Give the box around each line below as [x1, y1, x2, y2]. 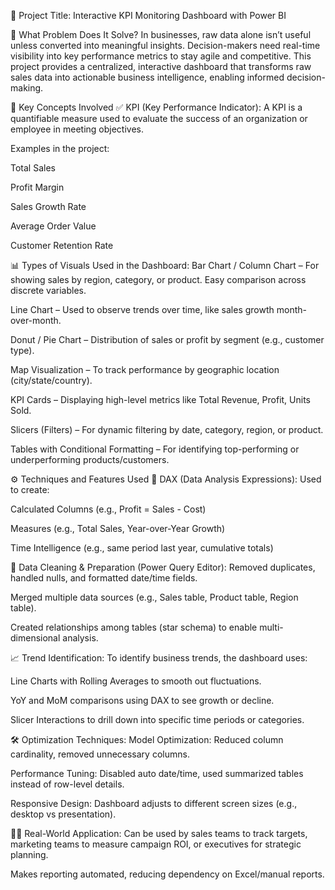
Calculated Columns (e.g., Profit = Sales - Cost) [10, 503, 207, 515]
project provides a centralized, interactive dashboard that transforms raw [10, 61, 312, 72]
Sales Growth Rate [10, 201, 87, 212]
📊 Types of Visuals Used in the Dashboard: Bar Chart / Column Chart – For [10, 260, 320, 271]
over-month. [10, 315, 62, 326]
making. [10, 82, 44, 94]
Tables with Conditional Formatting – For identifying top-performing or [10, 443, 300, 455]
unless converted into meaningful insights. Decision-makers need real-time [10, 40, 321, 51]
